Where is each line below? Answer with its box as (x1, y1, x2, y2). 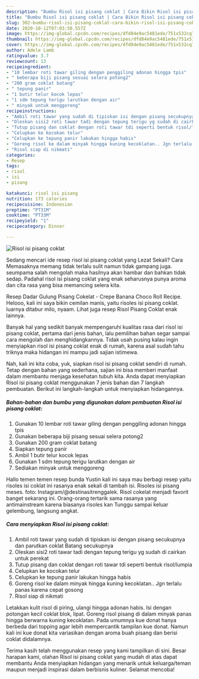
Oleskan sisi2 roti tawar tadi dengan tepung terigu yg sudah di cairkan (14, 548, 187, 555)
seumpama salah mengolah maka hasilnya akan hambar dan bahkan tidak (6, 269, 187, 276)
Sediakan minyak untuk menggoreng (14, 464, 105, 471)
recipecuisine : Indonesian (6, 201, 73, 208)
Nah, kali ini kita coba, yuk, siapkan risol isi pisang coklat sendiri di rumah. (6, 360, 187, 367)
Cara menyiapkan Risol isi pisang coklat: (6, 521, 110, 528)
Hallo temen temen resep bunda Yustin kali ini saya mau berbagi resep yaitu (6, 476, 191, 483)
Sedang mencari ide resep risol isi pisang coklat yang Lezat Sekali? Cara (6, 256, 184, 263)
